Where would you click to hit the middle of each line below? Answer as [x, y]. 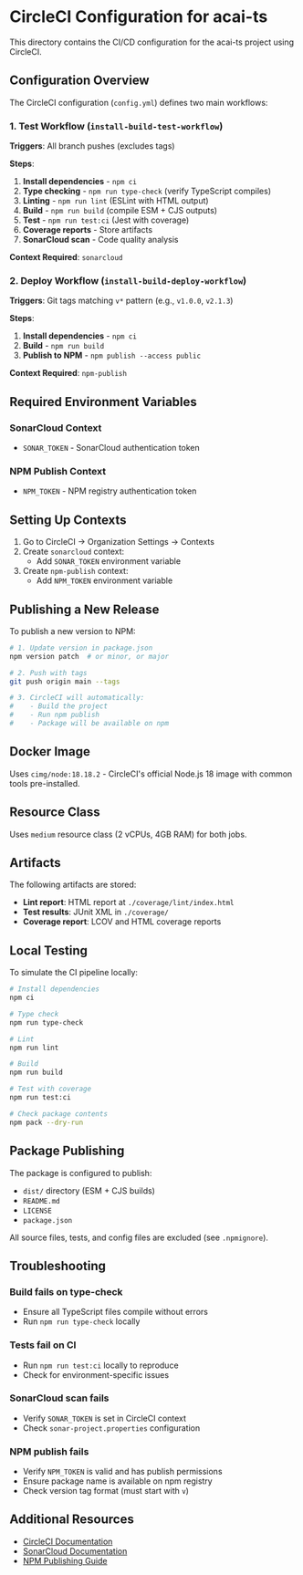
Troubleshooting [58, 1266]
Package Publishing [67, 1151]
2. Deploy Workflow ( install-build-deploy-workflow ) [128, 280]
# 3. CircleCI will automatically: [77, 698]
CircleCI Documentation [68, 1541]
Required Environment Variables [104, 402]
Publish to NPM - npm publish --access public [112, 355]
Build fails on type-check [66, 1291]
